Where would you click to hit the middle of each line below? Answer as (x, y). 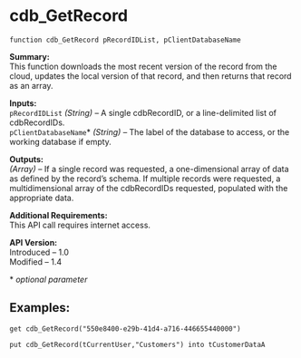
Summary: (29, 56)
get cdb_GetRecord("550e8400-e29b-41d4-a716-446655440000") (126, 329)
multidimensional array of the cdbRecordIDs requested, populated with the (149, 188)
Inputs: (23, 103)
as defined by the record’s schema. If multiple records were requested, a (145, 179)
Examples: (40, 308)
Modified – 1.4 (35, 261)
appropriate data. (42, 198)
